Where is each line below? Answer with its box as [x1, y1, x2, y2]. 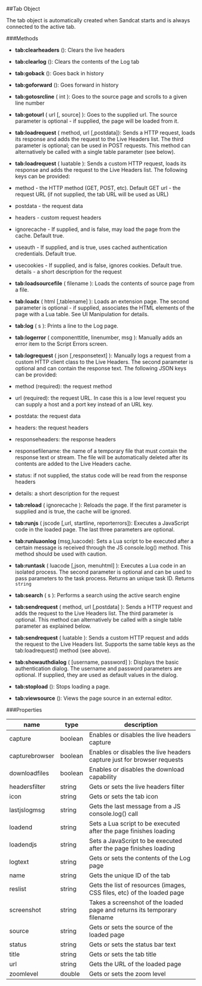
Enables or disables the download [89, 765, 185, 773]
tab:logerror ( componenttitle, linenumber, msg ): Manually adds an [14, 334, 183, 341]
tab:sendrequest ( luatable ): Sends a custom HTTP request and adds [14, 634, 189, 641]
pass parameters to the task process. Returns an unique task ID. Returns [14, 575, 195, 582]
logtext [9, 858, 29, 866]
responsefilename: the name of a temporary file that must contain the [14, 447, 188, 455]
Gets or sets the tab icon [89, 792, 158, 800]
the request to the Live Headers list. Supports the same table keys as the [14, 640, 195, 648]
